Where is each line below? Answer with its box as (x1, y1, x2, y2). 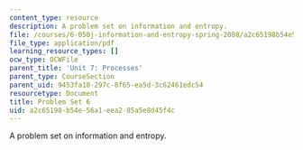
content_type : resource (9, 13, 99, 23)
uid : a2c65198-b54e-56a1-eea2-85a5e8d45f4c (9, 106, 176, 115)
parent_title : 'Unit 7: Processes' (9, 64, 143, 73)
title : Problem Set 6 (9, 97, 91, 107)
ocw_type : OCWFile (9, 55, 78, 64)
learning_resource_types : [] (9, 47, 119, 56)
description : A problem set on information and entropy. (9, 22, 228, 31)
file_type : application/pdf (9, 38, 115, 48)
